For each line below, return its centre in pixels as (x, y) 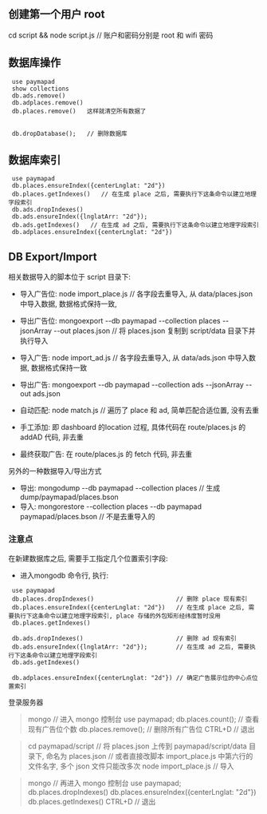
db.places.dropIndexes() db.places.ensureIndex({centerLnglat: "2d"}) (142, 792)
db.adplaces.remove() (47, 102)
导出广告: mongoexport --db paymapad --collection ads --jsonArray (132, 385)
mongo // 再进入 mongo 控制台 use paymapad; (104, 783)
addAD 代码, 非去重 (51, 437)
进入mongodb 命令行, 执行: (64, 575)
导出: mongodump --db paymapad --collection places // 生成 (120, 488)
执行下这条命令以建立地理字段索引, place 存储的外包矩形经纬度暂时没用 (117, 616)
